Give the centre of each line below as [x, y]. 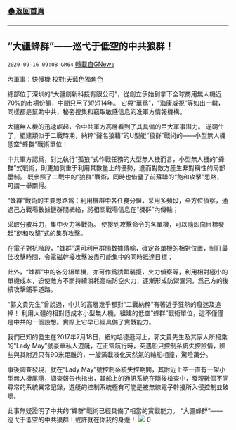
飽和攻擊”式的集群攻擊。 [52, 233]
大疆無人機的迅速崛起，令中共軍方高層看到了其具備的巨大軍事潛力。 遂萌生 [116, 127]
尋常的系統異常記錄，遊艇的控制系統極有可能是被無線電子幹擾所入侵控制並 [115, 387]
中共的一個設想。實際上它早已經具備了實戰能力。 [84, 322]
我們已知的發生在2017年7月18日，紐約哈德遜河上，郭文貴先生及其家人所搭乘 [118, 337]
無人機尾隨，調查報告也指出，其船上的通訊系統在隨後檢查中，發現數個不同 [121, 379]
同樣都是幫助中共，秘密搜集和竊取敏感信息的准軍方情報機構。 [97, 112]
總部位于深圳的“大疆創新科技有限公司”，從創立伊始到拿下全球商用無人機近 [115, 94]
